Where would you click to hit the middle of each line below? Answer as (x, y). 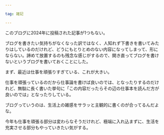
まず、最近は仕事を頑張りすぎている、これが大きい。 (59, 72)
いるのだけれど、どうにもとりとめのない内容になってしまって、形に (90, 49)
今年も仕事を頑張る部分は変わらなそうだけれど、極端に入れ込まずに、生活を (82, 121)
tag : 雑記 (14, 14)
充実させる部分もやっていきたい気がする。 (48, 127)
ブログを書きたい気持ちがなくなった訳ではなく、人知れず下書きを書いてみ (80, 43)
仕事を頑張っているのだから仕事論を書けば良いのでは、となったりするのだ (80, 82)
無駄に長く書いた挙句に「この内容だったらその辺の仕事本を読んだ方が (89, 88)
